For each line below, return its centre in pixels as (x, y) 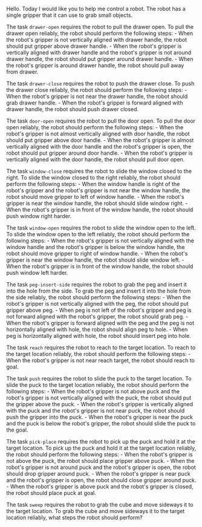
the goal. (17, 430)
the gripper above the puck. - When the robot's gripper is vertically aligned (100, 404)
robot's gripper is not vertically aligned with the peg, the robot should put (97, 304)
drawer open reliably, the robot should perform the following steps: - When (100, 33)
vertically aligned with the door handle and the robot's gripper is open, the (99, 147)
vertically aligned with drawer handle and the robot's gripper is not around (99, 53)
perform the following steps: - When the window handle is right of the (93, 184)
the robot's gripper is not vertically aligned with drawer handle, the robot (97, 40)
